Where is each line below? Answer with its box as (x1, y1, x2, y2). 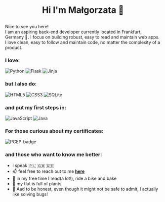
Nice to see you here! (5, 24, 49, 30)
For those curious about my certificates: (5, 128, 104, 134)
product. (5, 44, 23, 51)
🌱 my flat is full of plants (12, 180, 62, 187)
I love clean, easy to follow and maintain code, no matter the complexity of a (5, 40, 161, 45)
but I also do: (5, 81, 37, 87)
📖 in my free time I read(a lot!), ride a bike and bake (12, 175, 117, 181)
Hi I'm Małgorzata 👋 (41, 4, 124, 16)
